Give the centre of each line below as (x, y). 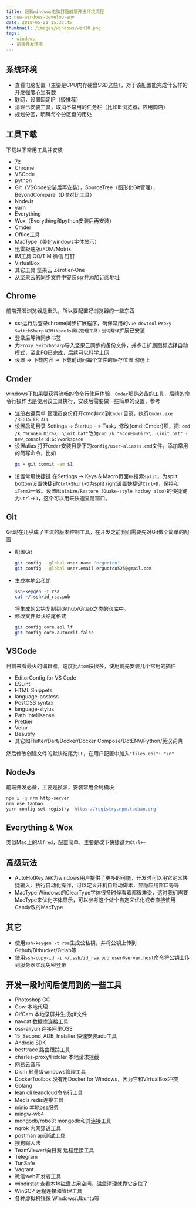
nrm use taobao (25, 803)
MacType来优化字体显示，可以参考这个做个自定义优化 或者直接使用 (95, 900)
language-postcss (36, 696)
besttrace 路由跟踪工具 (42, 1050)
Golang (23, 1085)
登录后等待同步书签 (38, 338)
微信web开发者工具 (38, 1176)
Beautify (25, 734)
